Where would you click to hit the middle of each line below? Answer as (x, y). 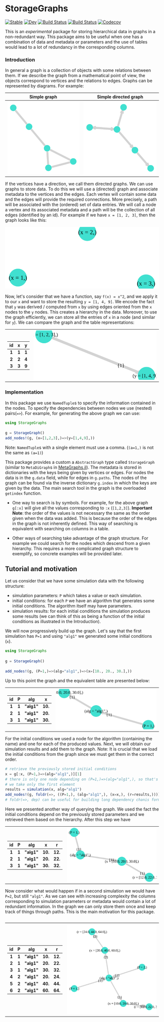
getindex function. (23, 493)
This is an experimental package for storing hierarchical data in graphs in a (80, 31)
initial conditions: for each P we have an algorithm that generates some (83, 601)
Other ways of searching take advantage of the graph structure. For (80, 538)
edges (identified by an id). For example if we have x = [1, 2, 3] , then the (80, 215)
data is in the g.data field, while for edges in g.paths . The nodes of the (76, 478)
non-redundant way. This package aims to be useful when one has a (74, 37)
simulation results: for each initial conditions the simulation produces (81, 611)
